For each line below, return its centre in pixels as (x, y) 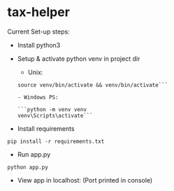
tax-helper (38, 12)
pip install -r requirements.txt (56, 141)
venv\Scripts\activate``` (55, 115)
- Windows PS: (38, 97)
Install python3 (39, 45)
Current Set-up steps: (38, 31)
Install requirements (46, 128)
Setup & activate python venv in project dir (79, 58)
